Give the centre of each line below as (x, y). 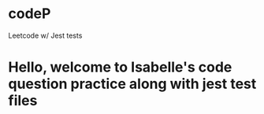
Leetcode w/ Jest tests (45, 35)
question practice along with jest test (132, 84)
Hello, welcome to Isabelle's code (120, 67)
